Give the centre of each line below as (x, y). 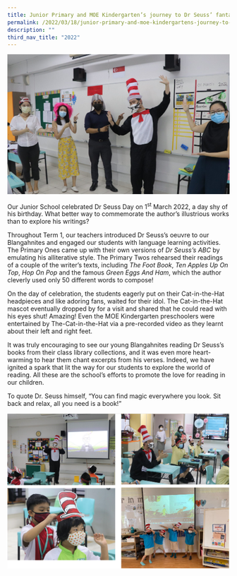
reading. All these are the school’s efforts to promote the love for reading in (116, 375)
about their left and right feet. (50, 331)
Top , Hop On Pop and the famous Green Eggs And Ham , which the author (115, 272)
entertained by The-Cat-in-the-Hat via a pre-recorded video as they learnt (115, 324)
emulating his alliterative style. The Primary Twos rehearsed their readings (115, 258)
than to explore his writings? (48, 222)
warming (20, 360)
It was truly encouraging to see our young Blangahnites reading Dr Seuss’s (116, 345)
